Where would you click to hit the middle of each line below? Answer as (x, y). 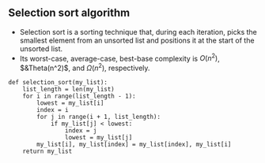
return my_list (47, 152)
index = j (81, 131)
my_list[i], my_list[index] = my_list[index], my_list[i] (134, 145)
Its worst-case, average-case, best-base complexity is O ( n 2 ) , (119, 57)
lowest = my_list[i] (70, 103)
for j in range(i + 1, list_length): (98, 117)
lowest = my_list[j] (98, 138)
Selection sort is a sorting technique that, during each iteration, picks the (138, 31)
